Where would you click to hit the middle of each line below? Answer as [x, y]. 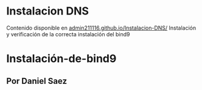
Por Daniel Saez [37, 81]
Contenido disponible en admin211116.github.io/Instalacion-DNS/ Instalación [101, 28]
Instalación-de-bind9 [61, 59]
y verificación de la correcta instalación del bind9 [68, 34]
